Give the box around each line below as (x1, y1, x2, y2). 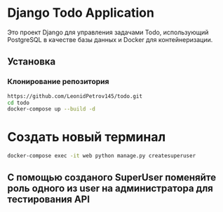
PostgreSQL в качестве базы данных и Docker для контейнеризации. (7, 35, 213, 43)
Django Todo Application (7, 5, 154, 21)
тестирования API (7, 194, 90, 206)
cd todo (7, 99, 30, 106)
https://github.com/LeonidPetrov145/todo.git (7, 92, 142, 99)
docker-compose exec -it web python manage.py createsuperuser (7, 153, 196, 160)
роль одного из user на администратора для (7, 183, 214, 195)
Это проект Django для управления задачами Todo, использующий (7, 28, 209, 36)
